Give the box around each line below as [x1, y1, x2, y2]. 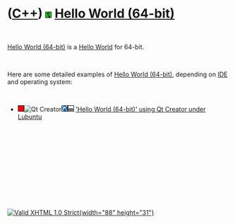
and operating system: [7, 77, 73, 86]
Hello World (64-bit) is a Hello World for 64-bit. [7, 42, 145, 51]
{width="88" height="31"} [78, 208, 155, 216]
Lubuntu [17, 112, 42, 121]
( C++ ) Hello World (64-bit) [7, 6, 175, 22]
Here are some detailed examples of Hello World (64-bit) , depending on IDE [7, 70, 228, 78]
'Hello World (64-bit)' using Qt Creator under [75, 105, 206, 113]
